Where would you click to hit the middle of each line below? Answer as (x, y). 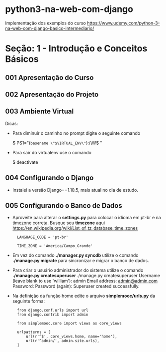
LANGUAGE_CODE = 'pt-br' (43, 237)
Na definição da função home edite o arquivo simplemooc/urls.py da (84, 296)
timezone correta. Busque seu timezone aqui (59, 223)
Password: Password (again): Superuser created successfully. (76, 286)
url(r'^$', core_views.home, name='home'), (72, 337)
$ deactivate (25, 162)
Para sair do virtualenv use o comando (52, 152)
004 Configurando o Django (49, 178)
